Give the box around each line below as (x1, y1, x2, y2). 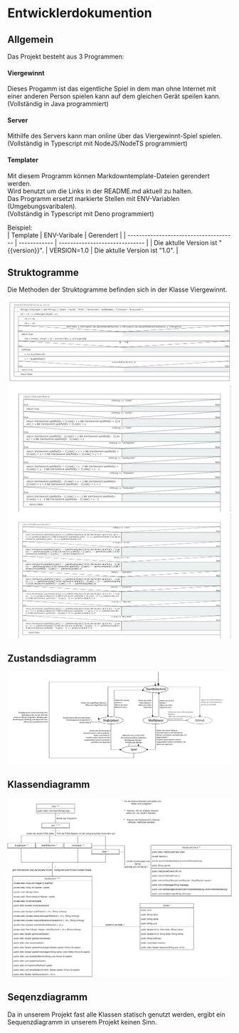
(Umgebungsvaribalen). (7, 202, 77, 210)
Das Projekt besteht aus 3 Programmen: (7, 52, 124, 61)
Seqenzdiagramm (7, 991, 87, 1003)
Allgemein (7, 34, 54, 46)
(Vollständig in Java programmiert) (7, 100, 109, 108)
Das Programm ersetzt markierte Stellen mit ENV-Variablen (7, 194, 180, 202)
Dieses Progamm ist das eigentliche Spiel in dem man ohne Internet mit (7, 84, 216, 93)
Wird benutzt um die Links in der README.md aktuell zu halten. (7, 187, 193, 195)
